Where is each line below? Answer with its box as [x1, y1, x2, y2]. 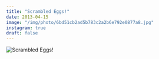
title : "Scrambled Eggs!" [6, 8, 69, 15]
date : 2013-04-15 [6, 14, 49, 20]
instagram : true [6, 25, 46, 31]
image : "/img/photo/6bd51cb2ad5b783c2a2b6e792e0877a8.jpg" [6, 19, 154, 25]
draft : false [6, 30, 38, 36]
